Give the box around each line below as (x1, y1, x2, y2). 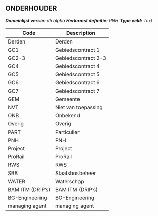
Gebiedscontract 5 (55, 71, 100, 78)
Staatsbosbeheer (55, 169, 96, 177)
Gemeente (55, 96, 80, 103)
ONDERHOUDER (5, 4, 57, 13)
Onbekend (55, 112, 80, 119)
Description (66, 29, 95, 36)
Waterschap (55, 178, 85, 185)
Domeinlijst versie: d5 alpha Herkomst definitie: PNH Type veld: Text (5, 17, 153, 23)
